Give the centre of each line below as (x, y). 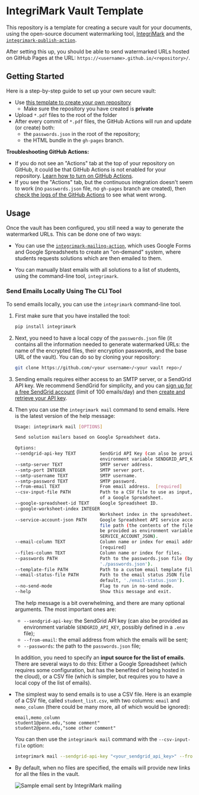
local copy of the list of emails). (53, 682)
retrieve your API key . (41, 398)
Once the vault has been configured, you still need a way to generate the (95, 227)
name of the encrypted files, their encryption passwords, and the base (101, 350)
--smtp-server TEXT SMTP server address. (84, 464)
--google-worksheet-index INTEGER (57, 509)
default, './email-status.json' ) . (142, 581)
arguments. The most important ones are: (65, 609)
